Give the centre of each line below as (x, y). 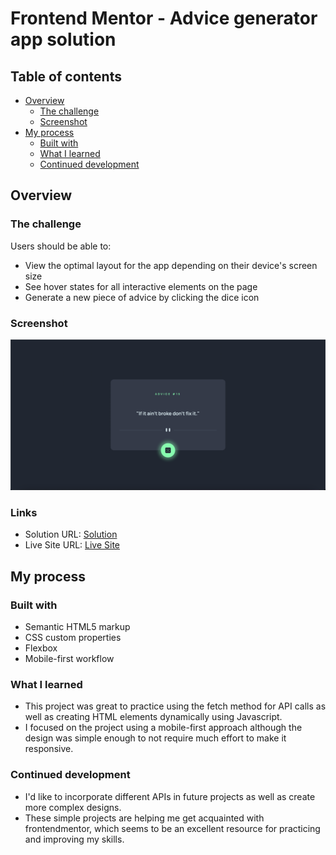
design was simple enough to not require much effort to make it (155, 738)
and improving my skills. (74, 839)
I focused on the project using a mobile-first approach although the (163, 728)
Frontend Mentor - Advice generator (164, 18)
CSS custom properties (73, 638)
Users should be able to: (61, 246)
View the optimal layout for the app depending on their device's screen (171, 265)
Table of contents (66, 76)
